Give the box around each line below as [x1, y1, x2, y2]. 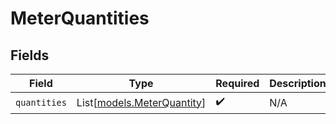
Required [215, 77, 260, 90]
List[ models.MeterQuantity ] [76, 95, 207, 109]
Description [269, 77, 327, 90]
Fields [10, 47, 50, 64]
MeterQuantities [10, 7, 150, 30]
